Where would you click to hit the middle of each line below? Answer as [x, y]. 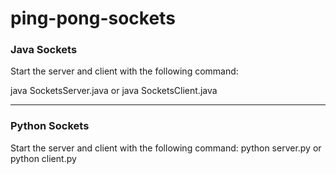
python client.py [43, 158]
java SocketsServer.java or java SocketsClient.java [114, 91]
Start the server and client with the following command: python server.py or [166, 148]
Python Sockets [50, 126]
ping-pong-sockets [93, 18]
